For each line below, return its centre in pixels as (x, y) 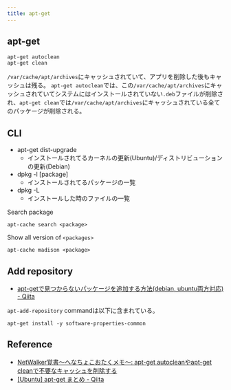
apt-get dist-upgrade (47, 150)
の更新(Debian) (49, 166)
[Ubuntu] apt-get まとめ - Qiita (60, 379)
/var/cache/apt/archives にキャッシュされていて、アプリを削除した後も (109, 77)
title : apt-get (29, 13)
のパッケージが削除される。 (46, 111)
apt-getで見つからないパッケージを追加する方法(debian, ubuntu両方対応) (120, 289)
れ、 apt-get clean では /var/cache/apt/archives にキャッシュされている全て (114, 102)
